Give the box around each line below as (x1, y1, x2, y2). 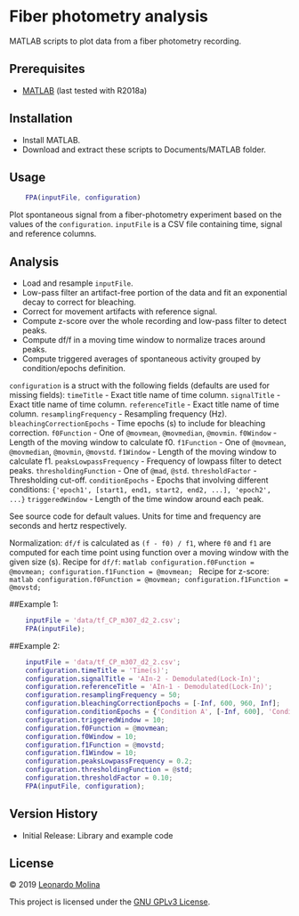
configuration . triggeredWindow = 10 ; (25, 715, 166, 725)
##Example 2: (9, 640, 61, 651)
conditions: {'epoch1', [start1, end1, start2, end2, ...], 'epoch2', (9, 484, 271, 495)
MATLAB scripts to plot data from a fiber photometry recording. (9, 36, 242, 46)
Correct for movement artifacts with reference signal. (21, 306, 218, 317)
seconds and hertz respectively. (9, 521, 127, 531)
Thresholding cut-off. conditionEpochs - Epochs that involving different (9, 474, 269, 486)
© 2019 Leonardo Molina (9, 880, 101, 890)
